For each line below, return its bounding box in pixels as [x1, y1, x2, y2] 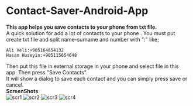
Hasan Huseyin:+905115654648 [6, 52, 77, 58]
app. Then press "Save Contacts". [6, 69, 88, 76]
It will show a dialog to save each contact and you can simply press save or [6, 75, 188, 82]
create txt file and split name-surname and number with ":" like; [6, 36, 159, 43]
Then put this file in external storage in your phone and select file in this [6, 63, 179, 70]
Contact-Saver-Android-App [6, 4, 149, 18]
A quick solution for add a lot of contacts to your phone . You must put [6, 29, 175, 36]
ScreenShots [6, 87, 39, 94]
